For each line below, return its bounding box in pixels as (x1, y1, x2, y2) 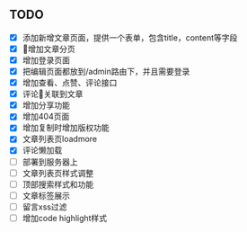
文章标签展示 (22, 190, 70, 201)
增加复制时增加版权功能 (22, 122, 110, 133)
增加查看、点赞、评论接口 (22, 77, 118, 88)
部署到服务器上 (22, 156, 78, 167)
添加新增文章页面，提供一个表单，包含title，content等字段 (22, 31, 238, 43)
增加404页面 (22, 112, 70, 122)
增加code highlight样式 (22, 212, 108, 223)
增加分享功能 (22, 100, 70, 111)
